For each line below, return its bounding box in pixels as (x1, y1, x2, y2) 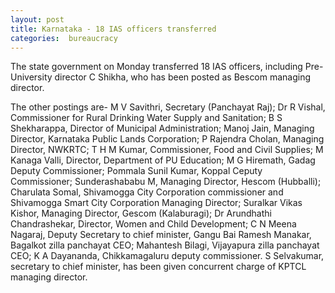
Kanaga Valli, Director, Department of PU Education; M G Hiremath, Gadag (10, 154, 316, 166)
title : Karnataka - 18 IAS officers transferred (10, 24, 217, 34)
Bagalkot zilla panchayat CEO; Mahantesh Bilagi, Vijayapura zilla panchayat (10, 239, 320, 251)
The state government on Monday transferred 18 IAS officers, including (10, 61, 303, 73)
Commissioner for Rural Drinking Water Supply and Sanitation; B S (10, 112, 283, 124)
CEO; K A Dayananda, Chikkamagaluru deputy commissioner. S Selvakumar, (10, 250, 325, 262)
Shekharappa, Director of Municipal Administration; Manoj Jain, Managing (10, 122, 315, 135)
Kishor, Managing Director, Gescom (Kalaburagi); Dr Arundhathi (10, 207, 272, 220)
